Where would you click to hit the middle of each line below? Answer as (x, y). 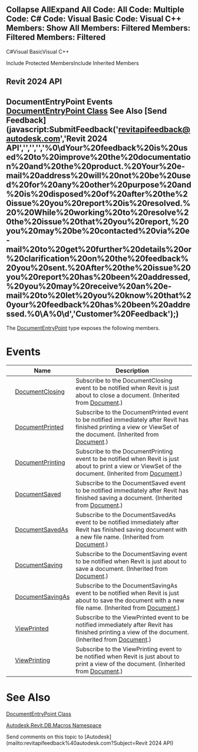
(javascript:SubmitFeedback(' (62, 129)
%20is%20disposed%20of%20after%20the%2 (97, 194)
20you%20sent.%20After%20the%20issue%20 (99, 268)
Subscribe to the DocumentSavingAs (127, 586)
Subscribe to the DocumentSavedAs (126, 515)
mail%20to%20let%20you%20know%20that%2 (99, 295)
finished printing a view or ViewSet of (128, 427)
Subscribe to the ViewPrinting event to (129, 649)
